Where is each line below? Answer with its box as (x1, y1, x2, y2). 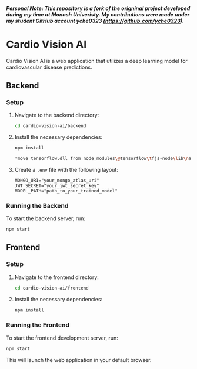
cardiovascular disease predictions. (6, 64, 92, 71)
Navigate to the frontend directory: (14, 274, 99, 281)
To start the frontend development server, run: (6, 334, 119, 341)
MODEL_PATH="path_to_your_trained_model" (14, 188, 118, 194)
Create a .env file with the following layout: (14, 166, 119, 173)
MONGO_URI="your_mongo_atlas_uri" (14, 177, 99, 184)
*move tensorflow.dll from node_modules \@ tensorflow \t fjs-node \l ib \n (14, 155, 189, 161)
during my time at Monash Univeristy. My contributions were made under (6, 11, 190, 18)
